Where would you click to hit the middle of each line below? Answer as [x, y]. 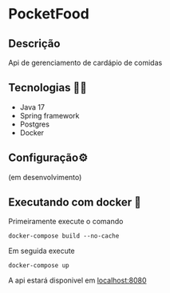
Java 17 [32, 107]
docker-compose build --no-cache [64, 236]
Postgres [35, 124]
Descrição [34, 44]
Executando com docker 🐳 [75, 202]
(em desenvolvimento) [45, 177]
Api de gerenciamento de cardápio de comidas [85, 62]
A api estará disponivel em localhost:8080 [77, 280]
